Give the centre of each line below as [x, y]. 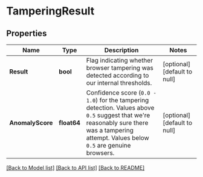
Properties [27, 33]
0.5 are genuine [108, 145]
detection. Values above [120, 108]
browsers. [100, 153]
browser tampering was [120, 68]
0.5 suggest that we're [118, 115]
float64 [69, 123]
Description [121, 50]
